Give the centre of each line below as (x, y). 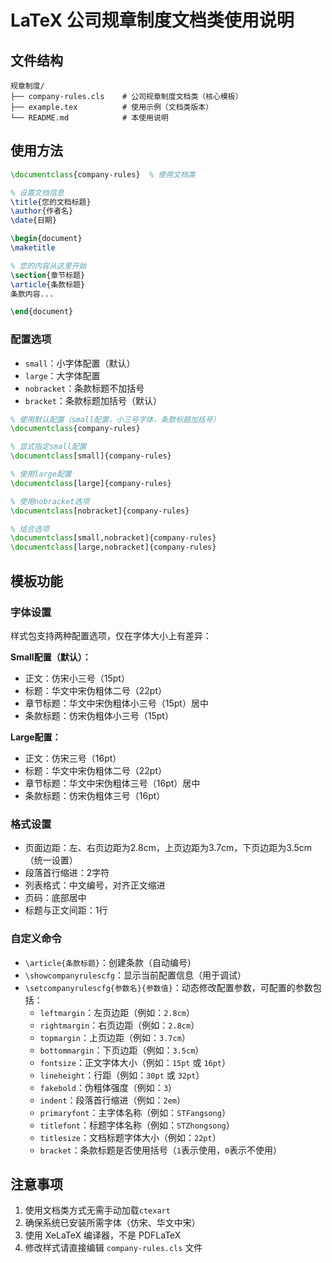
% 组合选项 (30, 529)
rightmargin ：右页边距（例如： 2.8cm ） (119, 1025)
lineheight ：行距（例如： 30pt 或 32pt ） (122, 1075)
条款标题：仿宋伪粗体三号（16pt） (95, 795)
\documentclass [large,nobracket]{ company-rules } (113, 547)
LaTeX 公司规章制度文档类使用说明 (152, 20)
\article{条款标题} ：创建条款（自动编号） (110, 962)
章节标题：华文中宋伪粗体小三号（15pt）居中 (116, 703)
